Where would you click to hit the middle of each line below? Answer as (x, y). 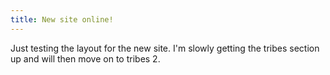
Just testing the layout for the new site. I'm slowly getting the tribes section (165, 48)
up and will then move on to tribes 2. (85, 58)
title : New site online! (62, 19)
